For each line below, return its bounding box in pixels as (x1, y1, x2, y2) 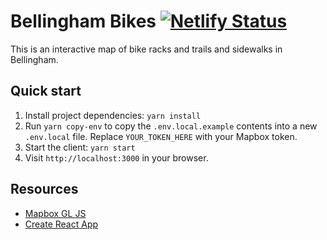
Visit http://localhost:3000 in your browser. (24, 151, 209, 164)
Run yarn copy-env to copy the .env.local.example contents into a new (24, 120, 318, 132)
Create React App (24, 218, 99, 230)
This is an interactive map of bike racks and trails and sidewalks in (10, 43, 283, 55)
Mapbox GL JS (24, 207, 87, 219)
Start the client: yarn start (24, 141, 136, 153)
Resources (10, 181, 79, 198)
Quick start (10, 83, 82, 100)
